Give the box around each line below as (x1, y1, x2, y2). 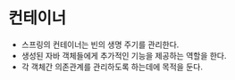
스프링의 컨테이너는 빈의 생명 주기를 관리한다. (21, 39, 180, 50)
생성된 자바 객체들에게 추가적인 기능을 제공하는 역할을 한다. (21, 50, 227, 60)
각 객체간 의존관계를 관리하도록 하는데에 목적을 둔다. (21, 61, 203, 72)
